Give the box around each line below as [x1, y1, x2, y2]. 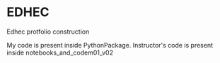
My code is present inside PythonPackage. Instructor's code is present [6, 41, 214, 49]
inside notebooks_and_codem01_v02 [6, 48, 114, 57]
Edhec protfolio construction [6, 27, 90, 36]
